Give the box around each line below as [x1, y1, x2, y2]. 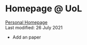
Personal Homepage [5, 19, 48, 25]
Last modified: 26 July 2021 [5, 24, 63, 30]
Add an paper [12, 34, 41, 40]
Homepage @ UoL [5, 3, 82, 14]
